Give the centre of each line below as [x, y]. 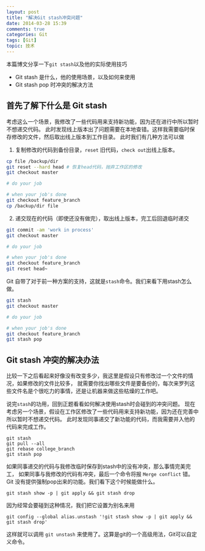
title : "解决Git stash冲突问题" [45, 18]
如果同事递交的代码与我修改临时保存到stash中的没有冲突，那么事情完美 [96, 466]
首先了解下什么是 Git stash [57, 106]
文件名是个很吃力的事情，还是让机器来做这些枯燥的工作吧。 [86, 391]
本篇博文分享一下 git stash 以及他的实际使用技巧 [67, 64]
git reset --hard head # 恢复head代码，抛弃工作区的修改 [74, 167]
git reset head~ [27, 269]
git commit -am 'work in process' [50, 230]
